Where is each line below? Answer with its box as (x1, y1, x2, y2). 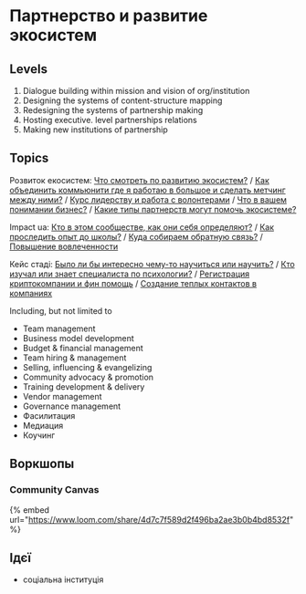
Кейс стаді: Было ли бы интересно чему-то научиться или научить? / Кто (9, 258, 295, 269)
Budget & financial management (22, 342, 143, 353)
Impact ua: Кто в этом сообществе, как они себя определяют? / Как (9, 221, 275, 233)
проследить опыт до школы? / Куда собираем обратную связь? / (9, 231, 263, 242)
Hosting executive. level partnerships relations (22, 115, 198, 125)
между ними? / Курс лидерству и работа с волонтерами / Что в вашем (9, 193, 288, 205)
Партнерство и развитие (9, 5, 208, 26)
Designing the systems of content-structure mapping (22, 95, 223, 106)
